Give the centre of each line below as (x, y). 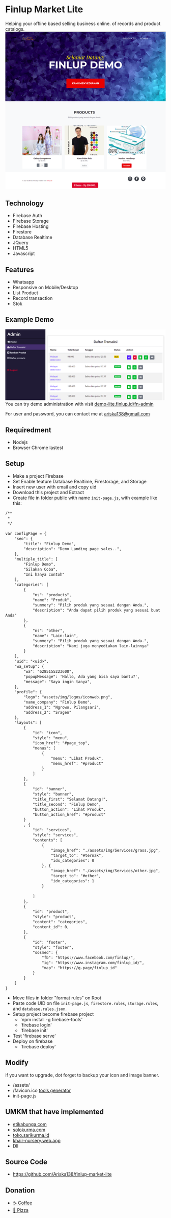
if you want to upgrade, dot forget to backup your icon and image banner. (82, 1075)
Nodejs (20, 442)
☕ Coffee (22, 1203)
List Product (25, 293)
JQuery (21, 243)
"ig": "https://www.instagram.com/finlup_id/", (93, 963)
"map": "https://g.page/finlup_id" (79, 968)
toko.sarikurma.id (31, 1135)
